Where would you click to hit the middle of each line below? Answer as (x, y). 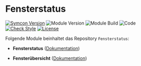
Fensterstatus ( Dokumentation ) (46, 48)
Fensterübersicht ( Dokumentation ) (50, 58)
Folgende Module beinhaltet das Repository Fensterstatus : (67, 38)
